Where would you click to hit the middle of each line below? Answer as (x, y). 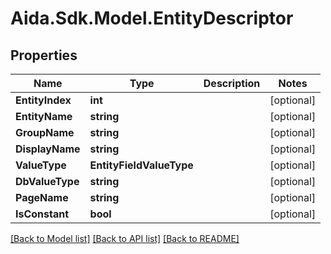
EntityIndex (43, 100)
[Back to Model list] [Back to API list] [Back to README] (125, 238)
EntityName (44, 116)
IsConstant (42, 214)
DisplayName (48, 149)
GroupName (45, 132)
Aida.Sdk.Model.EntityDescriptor (152, 18)
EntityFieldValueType (141, 165)
